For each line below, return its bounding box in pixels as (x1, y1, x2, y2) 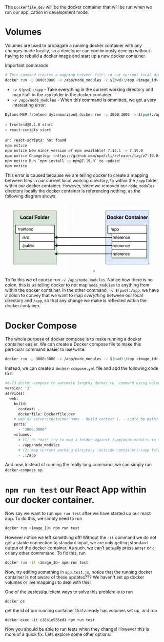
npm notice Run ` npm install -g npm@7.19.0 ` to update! (5, 158, 121, 163)
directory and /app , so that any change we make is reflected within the (5, 298, 147, 303)
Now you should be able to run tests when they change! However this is (5, 626, 150, 632)
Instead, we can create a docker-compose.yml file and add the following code (5, 365, 159, 371)
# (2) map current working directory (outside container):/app (18, 448, 150, 452)
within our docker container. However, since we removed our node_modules (5, 183, 155, 189)
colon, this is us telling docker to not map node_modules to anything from (5, 282, 150, 288)
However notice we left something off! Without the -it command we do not (5, 535, 157, 540)
